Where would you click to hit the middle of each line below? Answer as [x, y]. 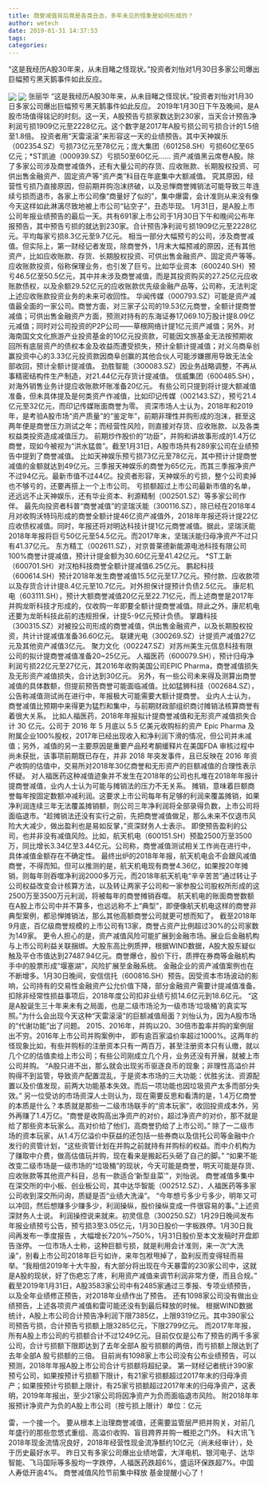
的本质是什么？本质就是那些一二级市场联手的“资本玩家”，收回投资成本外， [130, 1106]
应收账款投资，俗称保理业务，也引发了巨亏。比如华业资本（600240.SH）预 [132, 266]
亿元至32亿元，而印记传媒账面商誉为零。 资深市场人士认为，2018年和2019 [131, 406]
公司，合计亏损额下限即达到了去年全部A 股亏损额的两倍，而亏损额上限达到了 [134, 1346]
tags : [17, 38]
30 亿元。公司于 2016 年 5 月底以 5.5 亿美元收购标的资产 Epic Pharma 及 [136, 726]
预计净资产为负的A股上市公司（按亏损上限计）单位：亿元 [108, 1406]
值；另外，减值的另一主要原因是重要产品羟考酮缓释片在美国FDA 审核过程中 [132, 746]
